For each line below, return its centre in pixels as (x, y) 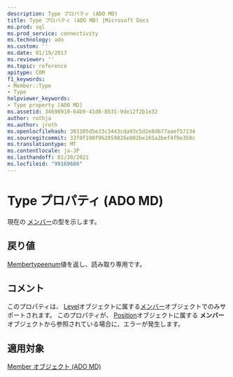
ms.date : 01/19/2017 (37, 53)
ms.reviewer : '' (31, 60)
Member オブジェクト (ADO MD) (54, 366)
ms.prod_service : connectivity (53, 33)
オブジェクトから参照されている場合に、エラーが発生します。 (96, 324)
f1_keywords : (26, 79)
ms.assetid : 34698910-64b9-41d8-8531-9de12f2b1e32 (83, 112)
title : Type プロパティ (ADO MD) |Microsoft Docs (78, 20)
